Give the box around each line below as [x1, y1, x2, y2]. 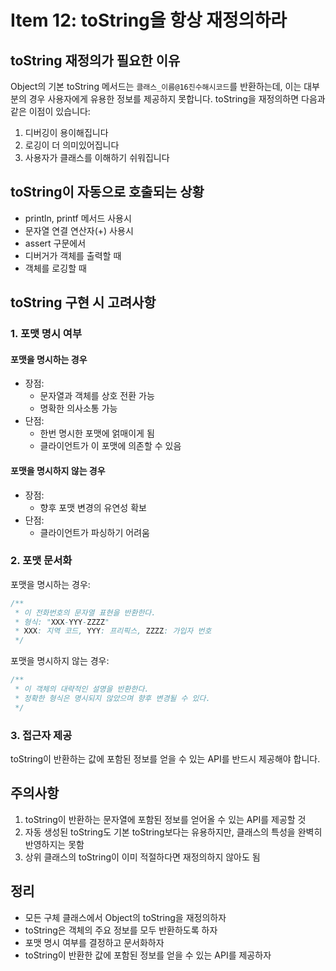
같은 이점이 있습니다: [10, 106, 91, 117]
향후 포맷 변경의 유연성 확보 [39, 501, 147, 513]
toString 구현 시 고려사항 [10, 294, 157, 311]
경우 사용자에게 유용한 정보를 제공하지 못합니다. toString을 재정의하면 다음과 [28, 93, 326, 105]
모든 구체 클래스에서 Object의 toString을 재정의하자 [24, 911, 227, 923]
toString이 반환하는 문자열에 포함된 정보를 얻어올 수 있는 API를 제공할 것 [24, 813, 307, 825]
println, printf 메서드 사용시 [24, 212, 132, 224]
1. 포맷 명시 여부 [10, 327, 82, 341]
